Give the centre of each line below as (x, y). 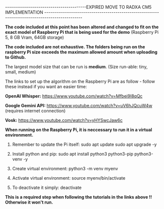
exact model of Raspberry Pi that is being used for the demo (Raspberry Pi (82, 32)
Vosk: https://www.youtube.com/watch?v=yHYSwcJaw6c (64, 120)
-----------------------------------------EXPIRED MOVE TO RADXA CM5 (78, 7)
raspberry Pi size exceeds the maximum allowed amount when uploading (81, 52)
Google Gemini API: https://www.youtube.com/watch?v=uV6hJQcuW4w (79, 105)
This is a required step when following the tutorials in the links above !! (79, 197)
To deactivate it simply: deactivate (47, 187)
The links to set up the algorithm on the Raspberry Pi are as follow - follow (80, 81)
